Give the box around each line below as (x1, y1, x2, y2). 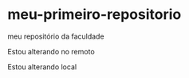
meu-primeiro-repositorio (7, 6, 182, 24)
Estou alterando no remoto (7, 46, 95, 56)
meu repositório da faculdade (7, 32, 104, 41)
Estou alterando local (7, 61, 77, 72)
